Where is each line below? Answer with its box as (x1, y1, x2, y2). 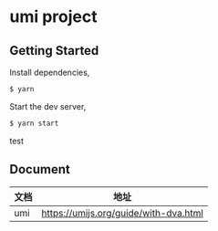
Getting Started (9, 43, 99, 58)
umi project (9, 6, 98, 27)
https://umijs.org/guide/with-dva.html (41, 206, 203, 219)
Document (9, 162, 70, 177)
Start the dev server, (9, 100, 87, 111)
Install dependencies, (9, 67, 90, 78)
